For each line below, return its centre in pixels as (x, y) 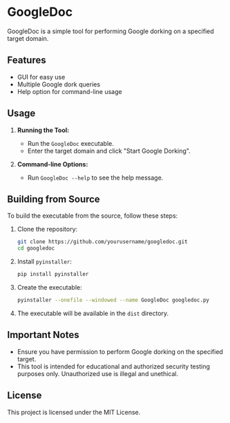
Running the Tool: (43, 130)
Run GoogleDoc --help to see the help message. (95, 178)
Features (27, 60)
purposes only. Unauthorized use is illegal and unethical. (98, 373)
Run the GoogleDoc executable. (70, 143)
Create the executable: (50, 287)
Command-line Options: (52, 164)
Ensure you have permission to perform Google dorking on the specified (120, 351)
